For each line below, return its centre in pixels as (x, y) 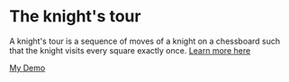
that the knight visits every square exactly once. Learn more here (130, 50)
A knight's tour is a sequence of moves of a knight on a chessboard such (145, 41)
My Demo (27, 68)
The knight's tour (75, 16)
